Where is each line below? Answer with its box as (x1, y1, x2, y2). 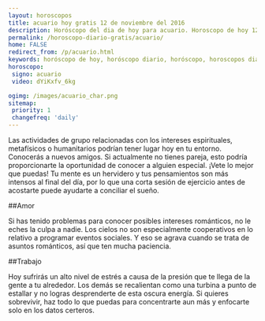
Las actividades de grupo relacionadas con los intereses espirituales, (8, 136, 233, 144)
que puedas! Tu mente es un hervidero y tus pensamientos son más (8, 169, 229, 178)
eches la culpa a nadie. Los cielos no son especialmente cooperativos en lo (8, 225, 254, 233)
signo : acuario (11, 70, 62, 78)
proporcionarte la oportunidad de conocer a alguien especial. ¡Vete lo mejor (8, 161, 254, 170)
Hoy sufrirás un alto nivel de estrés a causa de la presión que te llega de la (8, 272, 251, 281)
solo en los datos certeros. (8, 305, 95, 315)
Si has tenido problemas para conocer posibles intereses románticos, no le (8, 216, 251, 226)
